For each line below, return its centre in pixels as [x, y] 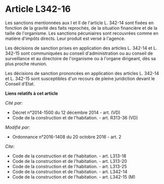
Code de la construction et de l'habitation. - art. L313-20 [70, 161]
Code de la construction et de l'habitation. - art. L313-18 [69, 156]
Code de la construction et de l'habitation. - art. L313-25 [69, 166]
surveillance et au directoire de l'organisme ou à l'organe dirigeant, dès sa [81, 58]
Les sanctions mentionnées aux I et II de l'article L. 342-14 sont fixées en [80, 23]
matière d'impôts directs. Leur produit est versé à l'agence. [65, 38]
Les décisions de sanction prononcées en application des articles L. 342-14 [82, 73]
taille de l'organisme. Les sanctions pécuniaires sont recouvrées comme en [82, 33]
